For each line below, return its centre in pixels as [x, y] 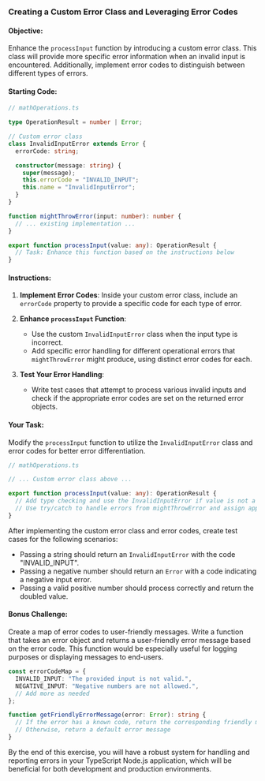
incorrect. [47, 342]
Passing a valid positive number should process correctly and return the [136, 588]
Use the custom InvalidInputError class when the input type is [134, 334]
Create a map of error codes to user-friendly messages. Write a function [126, 632]
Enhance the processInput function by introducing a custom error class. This [133, 48]
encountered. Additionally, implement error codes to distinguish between [127, 65]
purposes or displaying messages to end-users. [86, 657]
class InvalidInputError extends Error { [77, 144]
